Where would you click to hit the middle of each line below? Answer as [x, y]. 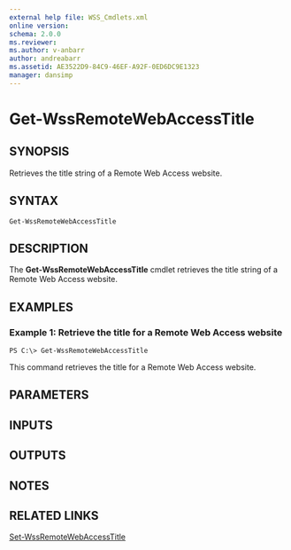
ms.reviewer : [33, 42]
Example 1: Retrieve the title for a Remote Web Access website [146, 332]
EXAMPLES [41, 307]
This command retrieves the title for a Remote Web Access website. [133, 367]
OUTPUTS [38, 456]
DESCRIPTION [49, 248]
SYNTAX [34, 201]
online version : [39, 26]
